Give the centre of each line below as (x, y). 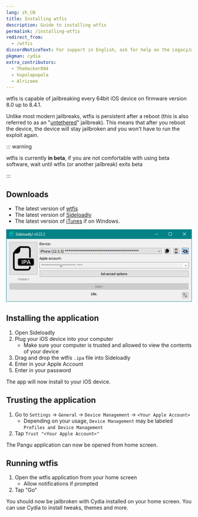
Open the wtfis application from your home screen (76, 477)
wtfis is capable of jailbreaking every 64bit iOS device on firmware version (96, 99)
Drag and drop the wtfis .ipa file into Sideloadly (72, 357)
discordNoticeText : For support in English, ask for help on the (88, 50)
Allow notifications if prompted (61, 484)
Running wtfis (32, 463)
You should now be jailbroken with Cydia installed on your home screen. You (99, 502)
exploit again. (22, 135)
